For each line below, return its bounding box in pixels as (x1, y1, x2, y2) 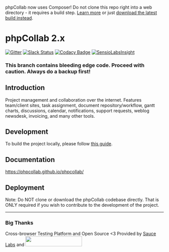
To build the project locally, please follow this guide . (5, 141, 113, 147)
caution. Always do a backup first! (5, 68, 91, 75)
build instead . (5, 15, 34, 21)
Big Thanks (5, 219, 34, 226)
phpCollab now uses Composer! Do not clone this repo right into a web (5, 5, 152, 10)
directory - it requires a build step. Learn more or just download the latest (5, 10, 157, 16)
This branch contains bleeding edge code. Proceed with (5, 61, 145, 68)
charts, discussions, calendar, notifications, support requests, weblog (5, 108, 150, 114)
